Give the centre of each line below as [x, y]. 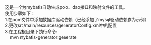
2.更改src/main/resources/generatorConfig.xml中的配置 [61, 25]
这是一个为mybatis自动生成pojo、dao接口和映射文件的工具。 [66, 7]
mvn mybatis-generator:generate [43, 37]
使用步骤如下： [20, 13]
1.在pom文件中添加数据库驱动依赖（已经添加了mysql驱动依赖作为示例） [77, 19]
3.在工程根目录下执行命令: [31, 32]
